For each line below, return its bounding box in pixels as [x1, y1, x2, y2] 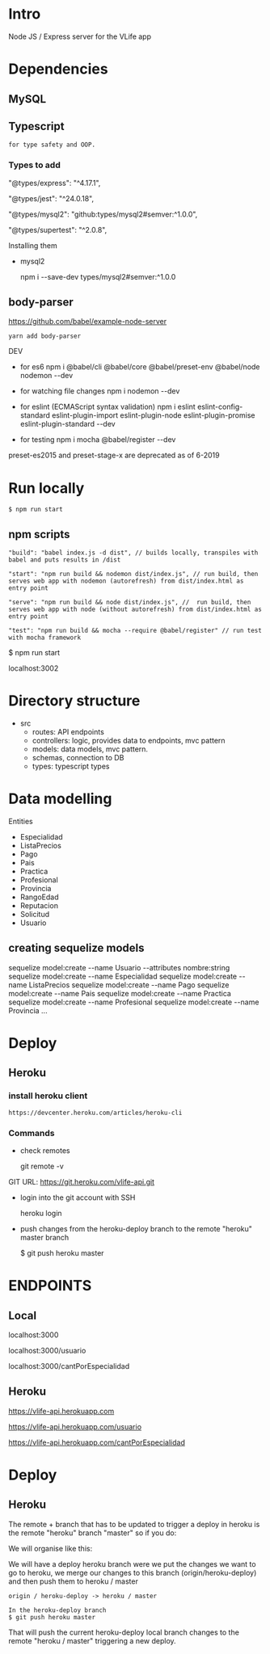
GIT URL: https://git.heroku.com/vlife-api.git [8, 1177, 155, 1187]
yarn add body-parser [8, 332, 82, 340]
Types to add [8, 159, 61, 170]
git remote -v [19, 1161, 64, 1172]
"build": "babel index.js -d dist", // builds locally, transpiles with [8, 549, 259, 558]
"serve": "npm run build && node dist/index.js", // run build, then [8, 599, 251, 607]
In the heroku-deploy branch [8, 1606, 107, 1614]
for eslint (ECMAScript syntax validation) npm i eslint [19, 402, 196, 412]
